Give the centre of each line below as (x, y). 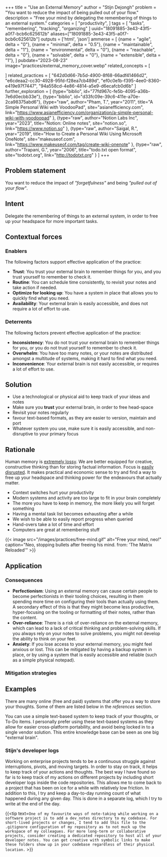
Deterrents (19, 322)
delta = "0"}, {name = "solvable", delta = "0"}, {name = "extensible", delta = (83, 55)
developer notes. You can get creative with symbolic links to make (78, 840)
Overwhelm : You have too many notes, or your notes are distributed (83, 353)
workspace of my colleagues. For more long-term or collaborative (76, 831)
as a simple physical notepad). (44, 660)
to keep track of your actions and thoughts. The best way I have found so (81, 771)
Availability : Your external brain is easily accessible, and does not (80, 303)
